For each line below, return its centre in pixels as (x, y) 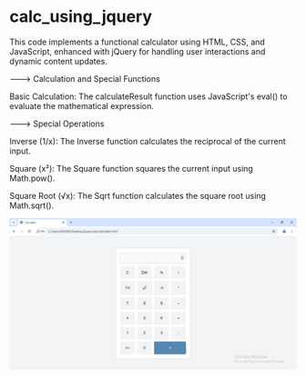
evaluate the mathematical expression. (82, 105)
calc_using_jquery (81, 17)
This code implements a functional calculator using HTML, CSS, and (138, 42)
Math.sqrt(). (32, 205)
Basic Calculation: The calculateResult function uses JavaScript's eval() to (149, 96)
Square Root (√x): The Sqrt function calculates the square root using (138, 195)
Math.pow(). (32, 178)
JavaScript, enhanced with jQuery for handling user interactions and (138, 51)
